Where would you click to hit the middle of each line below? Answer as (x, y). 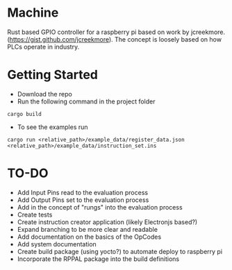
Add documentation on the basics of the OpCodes (89, 237)
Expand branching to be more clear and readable (88, 229)
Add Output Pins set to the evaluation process (83, 200)
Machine (33, 13)
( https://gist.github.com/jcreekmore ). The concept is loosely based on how (115, 39)
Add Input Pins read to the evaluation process (82, 192)
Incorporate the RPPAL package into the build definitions (98, 259)
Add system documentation (57, 244)
